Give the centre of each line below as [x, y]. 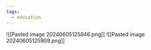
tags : [13, 12]
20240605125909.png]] [36, 40]
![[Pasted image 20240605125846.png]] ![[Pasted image [76, 34]
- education [26, 17]
